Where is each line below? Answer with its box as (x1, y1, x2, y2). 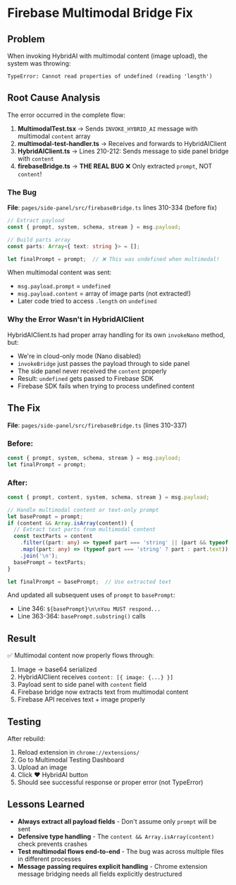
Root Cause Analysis (7, 92, 101, 104)
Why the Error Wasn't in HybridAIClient (7, 315, 144, 324)
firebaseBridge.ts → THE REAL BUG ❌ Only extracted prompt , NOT (17, 161, 213, 170)
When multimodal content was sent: (7, 268, 112, 276)
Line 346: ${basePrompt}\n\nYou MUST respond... (17, 604, 161, 613)
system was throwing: (7, 59, 71, 68)
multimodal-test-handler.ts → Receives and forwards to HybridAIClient (17, 139, 227, 147)
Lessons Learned (7, 798, 85, 810)
